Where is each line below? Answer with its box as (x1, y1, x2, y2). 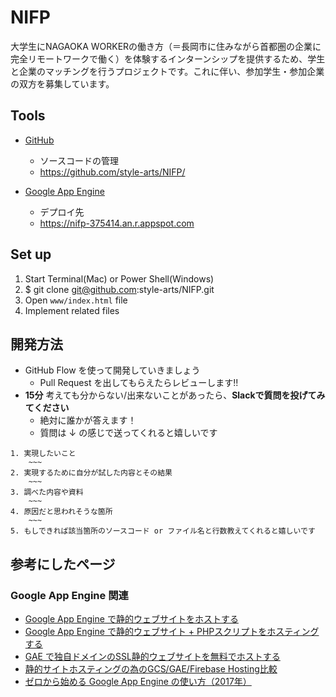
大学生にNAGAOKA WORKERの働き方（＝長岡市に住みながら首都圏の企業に (10, 40, 322, 52)
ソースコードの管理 (39, 154, 119, 166)
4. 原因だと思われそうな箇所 (10, 507, 113, 517)
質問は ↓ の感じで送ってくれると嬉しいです (39, 427, 218, 439)
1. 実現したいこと (10, 449, 77, 459)
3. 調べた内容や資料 (10, 487, 84, 498)
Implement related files (24, 304, 120, 316)
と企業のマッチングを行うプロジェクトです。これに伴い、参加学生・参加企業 (10, 65, 325, 77)
